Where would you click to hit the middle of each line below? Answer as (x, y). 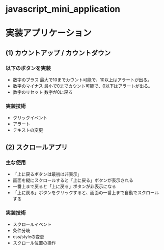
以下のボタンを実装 (28, 68)
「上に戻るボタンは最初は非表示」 (47, 174)
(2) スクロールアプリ (37, 147)
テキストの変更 (28, 130)
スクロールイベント (32, 224)
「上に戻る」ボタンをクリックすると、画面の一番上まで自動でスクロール (86, 193)
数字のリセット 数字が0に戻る (43, 92)
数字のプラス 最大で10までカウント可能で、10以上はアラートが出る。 (82, 80)
